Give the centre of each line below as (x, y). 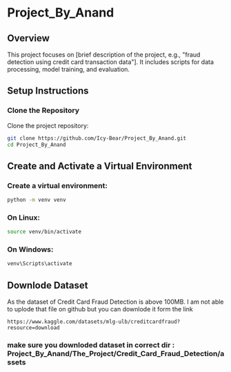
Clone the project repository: (48, 125)
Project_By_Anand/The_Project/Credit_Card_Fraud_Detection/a (116, 354)
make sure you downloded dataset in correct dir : (91, 345)
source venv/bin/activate (44, 232)
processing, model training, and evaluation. (68, 69)
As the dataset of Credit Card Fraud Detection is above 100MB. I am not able (115, 302)
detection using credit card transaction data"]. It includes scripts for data (111, 62)
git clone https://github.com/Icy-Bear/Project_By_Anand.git (97, 138)
